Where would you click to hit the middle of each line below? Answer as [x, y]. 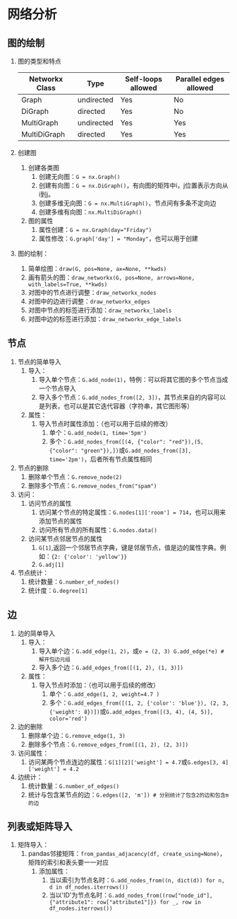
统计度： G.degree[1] [58, 590]
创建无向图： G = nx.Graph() [79, 177]
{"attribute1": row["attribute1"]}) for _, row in [125, 903]
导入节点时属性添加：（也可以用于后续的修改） [105, 423]
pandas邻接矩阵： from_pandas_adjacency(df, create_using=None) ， [127, 854]
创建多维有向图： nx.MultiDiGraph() [90, 212]
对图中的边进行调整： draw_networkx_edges [89, 301]
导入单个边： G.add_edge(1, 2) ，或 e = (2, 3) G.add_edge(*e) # [131, 651]
